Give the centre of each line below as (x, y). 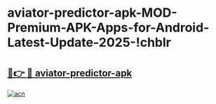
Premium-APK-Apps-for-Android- (108, 28)
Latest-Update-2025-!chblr (89, 43)
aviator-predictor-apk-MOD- (92, 13)
